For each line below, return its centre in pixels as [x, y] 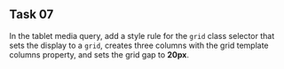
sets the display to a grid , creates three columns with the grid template [139, 45]
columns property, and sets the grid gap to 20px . [99, 54]
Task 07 [32, 15]
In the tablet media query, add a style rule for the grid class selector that [142, 35]
